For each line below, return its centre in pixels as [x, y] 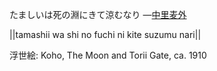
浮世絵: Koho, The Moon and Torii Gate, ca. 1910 [108, 55]
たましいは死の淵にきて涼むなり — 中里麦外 [98, 14]
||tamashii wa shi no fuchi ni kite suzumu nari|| [105, 34]
